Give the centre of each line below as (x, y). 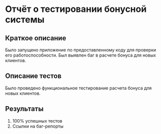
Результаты (24, 109)
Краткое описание (36, 38)
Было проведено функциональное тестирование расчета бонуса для (79, 88)
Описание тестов (33, 76)
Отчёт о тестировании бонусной (76, 9)
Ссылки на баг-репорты (38, 126)
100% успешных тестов (37, 121)
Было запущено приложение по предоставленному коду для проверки (81, 50)
